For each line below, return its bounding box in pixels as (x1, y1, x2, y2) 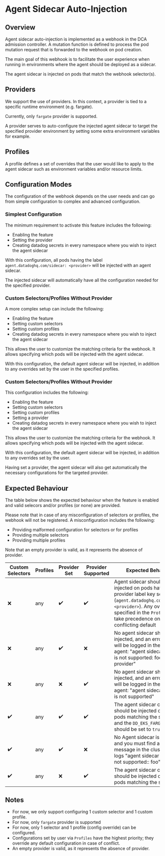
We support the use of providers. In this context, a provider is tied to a (5, 98, 147, 104)
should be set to (113, 726, 151, 733)
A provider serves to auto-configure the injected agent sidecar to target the (5, 122, 158, 129)
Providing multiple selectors (12, 532, 69, 538)
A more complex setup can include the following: (5, 306, 104, 312)
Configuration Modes (5, 180, 72, 189)
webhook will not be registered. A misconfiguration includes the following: (5, 517, 155, 523)
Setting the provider (12, 237, 53, 243)
